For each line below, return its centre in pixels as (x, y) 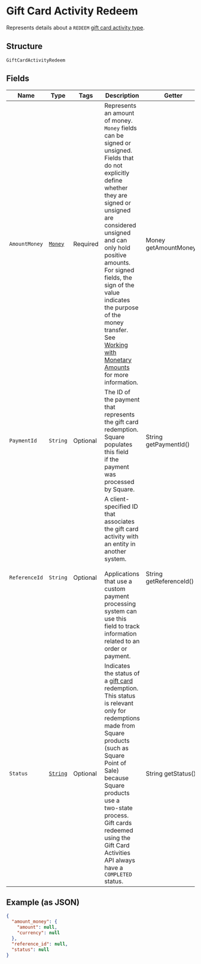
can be (114, 135)
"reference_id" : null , (40, 944)
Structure (25, 46)
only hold (117, 248)
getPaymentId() (168, 444)
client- (120, 499)
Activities (117, 853)
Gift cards (118, 823)
